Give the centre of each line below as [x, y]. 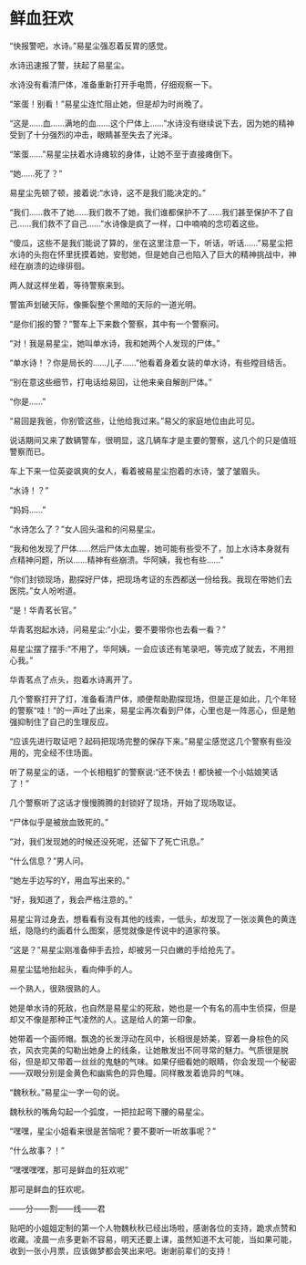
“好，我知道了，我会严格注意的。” [71, 899]
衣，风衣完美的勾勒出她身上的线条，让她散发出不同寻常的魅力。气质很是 [145, 1050]
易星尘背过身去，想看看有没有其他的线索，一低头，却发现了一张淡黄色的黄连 [153, 918]
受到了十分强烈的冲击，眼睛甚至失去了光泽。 [93, 134]
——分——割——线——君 [57, 1208]
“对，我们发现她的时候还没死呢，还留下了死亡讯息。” [107, 841]
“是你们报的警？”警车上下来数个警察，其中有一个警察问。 [117, 324]
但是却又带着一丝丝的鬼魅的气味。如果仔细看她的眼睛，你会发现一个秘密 [161, 1061]
